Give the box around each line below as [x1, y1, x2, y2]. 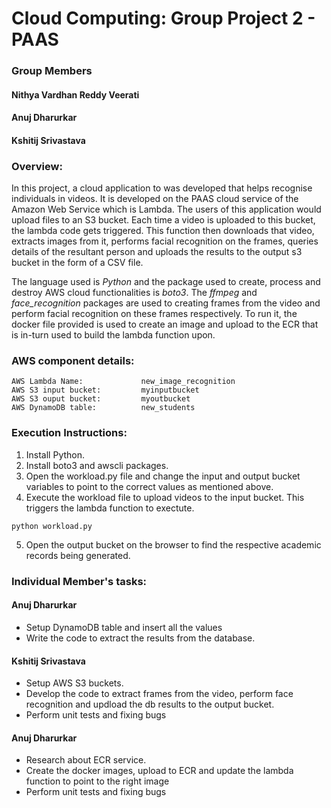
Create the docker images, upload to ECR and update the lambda [25, 765, 294, 777]
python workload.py [11, 521, 93, 531]
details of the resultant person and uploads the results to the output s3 [11, 246, 303, 258]
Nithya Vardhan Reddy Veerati [11, 88, 140, 101]
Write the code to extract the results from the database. [25, 632, 256, 644]
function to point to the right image [25, 775, 170, 787]
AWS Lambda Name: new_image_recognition [11, 377, 236, 387]
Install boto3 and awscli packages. [25, 459, 169, 471]
